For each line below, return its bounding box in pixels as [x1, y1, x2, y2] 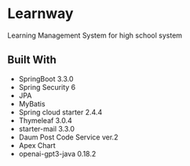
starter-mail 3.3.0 [18, 124, 75, 133]
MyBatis [18, 99, 46, 108]
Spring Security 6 [18, 82, 76, 92]
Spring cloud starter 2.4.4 [18, 107, 103, 117]
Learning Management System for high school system [7, 31, 182, 40]
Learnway [7, 5, 74, 23]
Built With [7, 53, 57, 67]
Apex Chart [18, 140, 56, 150]
